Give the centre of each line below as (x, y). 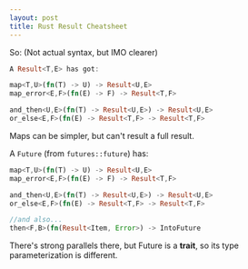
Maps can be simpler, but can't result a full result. (102, 135)
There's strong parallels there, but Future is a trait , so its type (124, 245)
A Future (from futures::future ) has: (79, 153)
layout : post (34, 18)
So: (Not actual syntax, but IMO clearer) (84, 52)
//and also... (36, 220)
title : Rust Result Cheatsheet (69, 26)
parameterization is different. (64, 255)
